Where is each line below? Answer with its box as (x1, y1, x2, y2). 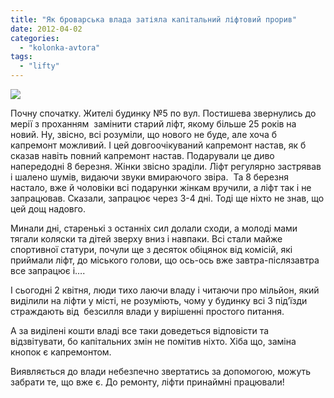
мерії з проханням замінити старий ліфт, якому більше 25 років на (10, 118, 297, 130)
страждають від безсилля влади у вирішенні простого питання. (10, 306, 285, 317)
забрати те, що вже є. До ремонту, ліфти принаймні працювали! (10, 376, 285, 388)
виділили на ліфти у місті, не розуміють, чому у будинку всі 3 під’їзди (10, 295, 308, 306)
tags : (10, 52, 33, 62)
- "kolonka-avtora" (19, 42, 101, 53)
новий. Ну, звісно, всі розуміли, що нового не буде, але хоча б (10, 129, 278, 140)
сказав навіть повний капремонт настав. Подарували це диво (10, 150, 275, 161)
